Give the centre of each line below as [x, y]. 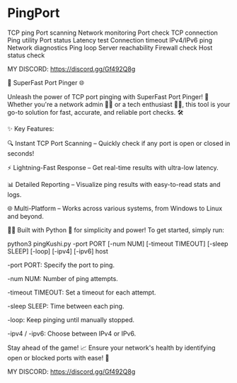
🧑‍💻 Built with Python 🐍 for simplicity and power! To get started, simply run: [116, 230]
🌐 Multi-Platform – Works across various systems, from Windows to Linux [115, 208]
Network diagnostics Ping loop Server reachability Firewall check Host [110, 47]
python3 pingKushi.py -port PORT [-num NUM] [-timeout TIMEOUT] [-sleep [118, 244]
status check [26, 55]
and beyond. [25, 216]
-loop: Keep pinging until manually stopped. [71, 319]
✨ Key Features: [31, 128]
